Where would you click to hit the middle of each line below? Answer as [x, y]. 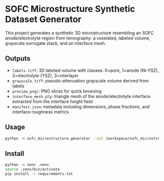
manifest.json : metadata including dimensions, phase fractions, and [81, 106]
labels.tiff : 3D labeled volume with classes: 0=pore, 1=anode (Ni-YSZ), [85, 70]
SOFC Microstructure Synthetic [70, 9]
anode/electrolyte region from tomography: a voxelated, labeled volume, [78, 38]
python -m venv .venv [27, 165]
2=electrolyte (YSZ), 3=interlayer [45, 75]
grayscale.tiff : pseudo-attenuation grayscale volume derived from [80, 80]
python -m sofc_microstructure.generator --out [54, 138]
